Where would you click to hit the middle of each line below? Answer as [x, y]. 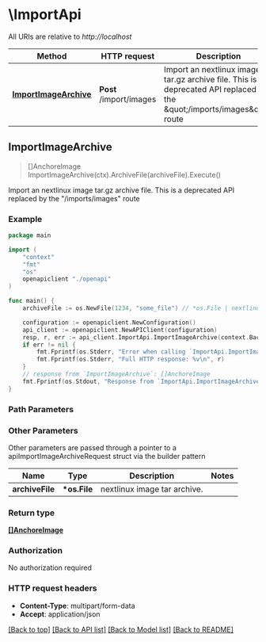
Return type [32, 513]
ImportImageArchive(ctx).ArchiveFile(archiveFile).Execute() [124, 174]
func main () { [32, 301]
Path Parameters [41, 409]
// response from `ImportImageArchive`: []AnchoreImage [117, 374]
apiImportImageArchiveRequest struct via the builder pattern [107, 456]
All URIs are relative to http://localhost [70, 36]
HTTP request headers [53, 588]
